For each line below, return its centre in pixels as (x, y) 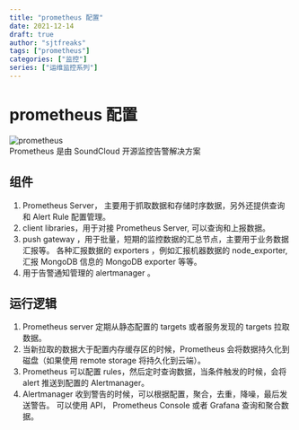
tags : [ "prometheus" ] (50, 51)
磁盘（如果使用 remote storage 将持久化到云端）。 (114, 361)
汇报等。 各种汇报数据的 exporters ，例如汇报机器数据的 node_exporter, (155, 250)
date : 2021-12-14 (42, 26)
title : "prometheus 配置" (56, 18)
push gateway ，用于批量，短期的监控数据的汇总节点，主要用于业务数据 (155, 239)
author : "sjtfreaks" (48, 43)
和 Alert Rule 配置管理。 (66, 216)
